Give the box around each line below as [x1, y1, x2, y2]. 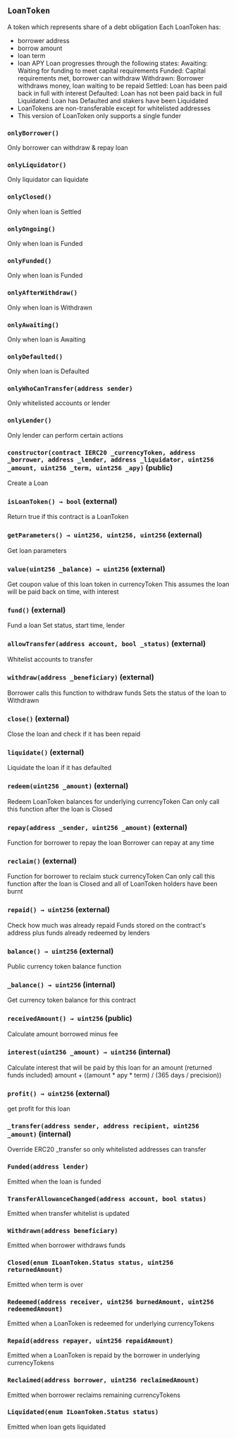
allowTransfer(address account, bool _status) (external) [7, 639, 206, 649]
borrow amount [17, 44, 63, 52]
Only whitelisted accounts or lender [7, 399, 111, 407]
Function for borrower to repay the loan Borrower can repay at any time [7, 838, 215, 847]
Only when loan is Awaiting [7, 335, 86, 344]
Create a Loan [7, 479, 49, 487]
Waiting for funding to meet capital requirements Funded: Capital [17, 66, 206, 75]
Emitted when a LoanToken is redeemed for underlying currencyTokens [7, 1319, 215, 1328]
